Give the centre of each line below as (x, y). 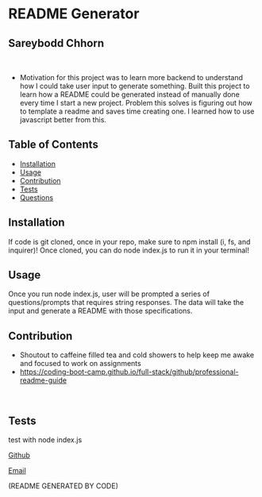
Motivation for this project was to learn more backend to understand (131, 77)
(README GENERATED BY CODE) (64, 486)
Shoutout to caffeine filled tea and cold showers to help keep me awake (137, 355)
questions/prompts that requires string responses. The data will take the (126, 302)
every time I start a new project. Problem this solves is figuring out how (136, 103)
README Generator (74, 14)
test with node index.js (45, 440)
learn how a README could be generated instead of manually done (129, 94)
